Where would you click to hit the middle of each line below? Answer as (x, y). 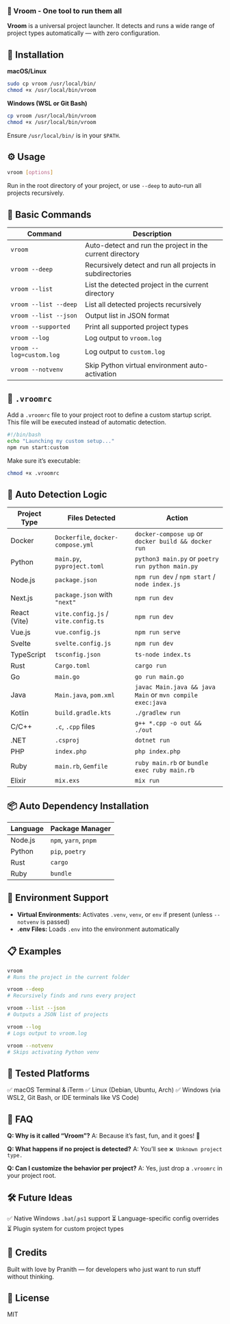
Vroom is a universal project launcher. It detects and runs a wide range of (111, 26)
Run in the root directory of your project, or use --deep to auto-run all (104, 186)
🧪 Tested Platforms (49, 1073)
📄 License (28, 1298)
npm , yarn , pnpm (74, 841)
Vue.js (21, 632)
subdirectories (108, 274)
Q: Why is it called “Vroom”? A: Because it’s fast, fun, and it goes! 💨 (104, 1136)
